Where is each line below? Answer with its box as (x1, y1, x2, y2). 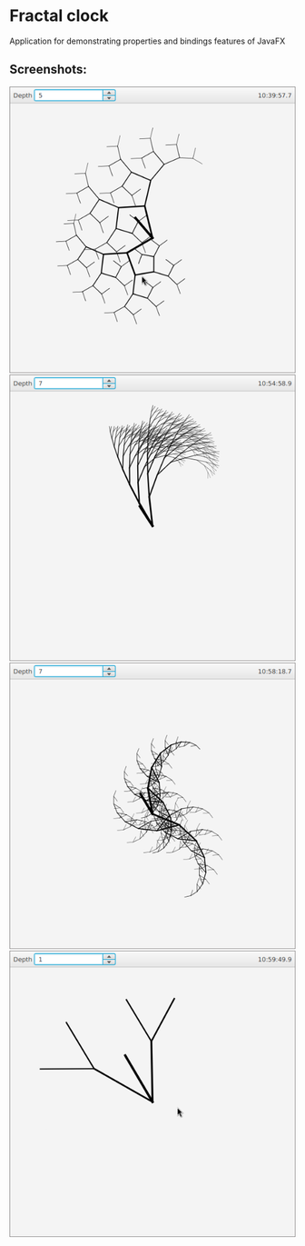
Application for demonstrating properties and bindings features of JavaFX (9, 35, 286, 46)
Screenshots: (9, 62, 88, 77)
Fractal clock (9, 5, 109, 26)
